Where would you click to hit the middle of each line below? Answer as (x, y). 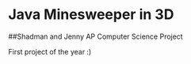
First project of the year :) (50, 51)
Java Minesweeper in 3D (91, 15)
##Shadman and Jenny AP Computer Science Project (96, 36)
